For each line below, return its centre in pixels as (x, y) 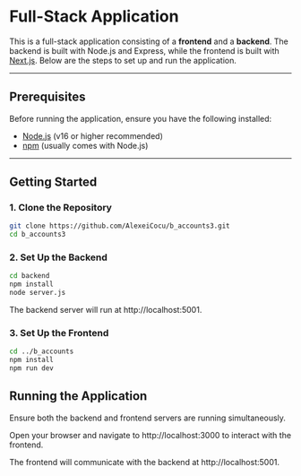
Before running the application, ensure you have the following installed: (141, 118)
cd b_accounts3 (38, 235)
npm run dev (31, 368)
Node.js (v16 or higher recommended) (92, 135)
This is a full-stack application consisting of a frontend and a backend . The (149, 41)
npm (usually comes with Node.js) (85, 145)
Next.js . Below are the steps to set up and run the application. (123, 60)
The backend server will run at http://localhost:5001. (106, 310)
